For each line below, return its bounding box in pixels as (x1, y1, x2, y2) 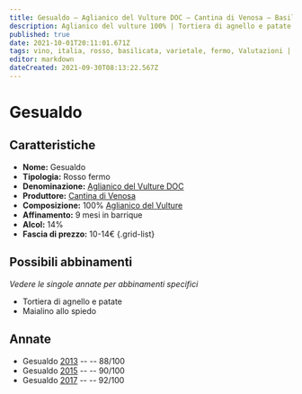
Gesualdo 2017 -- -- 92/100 (22, 374, 125, 385)
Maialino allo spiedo (22, 305, 97, 316)
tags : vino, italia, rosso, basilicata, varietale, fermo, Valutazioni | (9, 47, 292, 56)
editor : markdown (9, 55, 75, 64)
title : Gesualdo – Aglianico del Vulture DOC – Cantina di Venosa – (9, 13, 271, 22)
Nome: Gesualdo (22, 161, 86, 172)
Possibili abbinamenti (9, 255, 133, 270)
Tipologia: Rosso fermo (22, 171, 111, 182)
